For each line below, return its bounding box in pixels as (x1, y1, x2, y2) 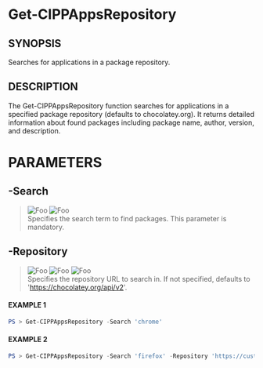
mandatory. (27, 222, 65, 231)
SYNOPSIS (8, 37, 62, 50)
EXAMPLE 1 (8, 301, 47, 310)
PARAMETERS (8, 154, 103, 171)
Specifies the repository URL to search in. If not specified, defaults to (27, 274, 250, 283)
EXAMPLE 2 (8, 335, 48, 344)
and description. (8, 126, 61, 135)
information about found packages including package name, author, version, (8, 118, 254, 127)
